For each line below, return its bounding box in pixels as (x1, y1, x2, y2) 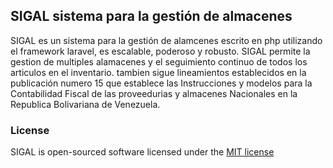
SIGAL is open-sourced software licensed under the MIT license (10, 146, 275, 158)
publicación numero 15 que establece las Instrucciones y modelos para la (10, 77, 313, 89)
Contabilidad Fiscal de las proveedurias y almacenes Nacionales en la (10, 87, 298, 99)
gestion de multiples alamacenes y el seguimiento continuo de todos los (10, 55, 308, 68)
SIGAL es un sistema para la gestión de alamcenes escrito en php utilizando (10, 34, 323, 46)
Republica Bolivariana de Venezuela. (10, 98, 161, 110)
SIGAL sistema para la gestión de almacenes (10, 8, 293, 25)
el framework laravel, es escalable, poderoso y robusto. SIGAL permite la (10, 45, 311, 57)
